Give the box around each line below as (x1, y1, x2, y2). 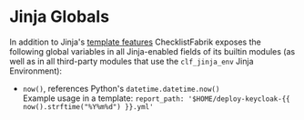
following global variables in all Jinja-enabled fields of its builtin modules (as (9, 45, 296, 56)
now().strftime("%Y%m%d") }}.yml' (22, 102, 154, 111)
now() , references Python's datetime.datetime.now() (22, 83, 220, 94)
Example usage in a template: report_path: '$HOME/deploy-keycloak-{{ (22, 93, 290, 104)
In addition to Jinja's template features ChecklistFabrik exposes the (9, 36, 261, 47)
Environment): (9, 65, 62, 76)
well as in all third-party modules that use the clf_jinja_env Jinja (9, 55, 254, 66)
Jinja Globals (9, 6, 110, 27)
